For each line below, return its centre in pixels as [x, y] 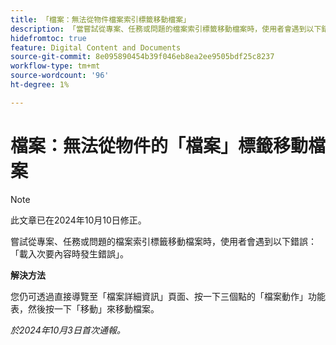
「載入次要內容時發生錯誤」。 [69, 253]
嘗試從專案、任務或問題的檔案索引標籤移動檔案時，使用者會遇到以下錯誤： [163, 241]
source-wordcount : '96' [60, 76]
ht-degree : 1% [40, 85]
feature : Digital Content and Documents [96, 47]
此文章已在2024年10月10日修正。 [78, 220]
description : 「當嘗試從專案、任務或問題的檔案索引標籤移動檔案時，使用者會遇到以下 [166, 29]
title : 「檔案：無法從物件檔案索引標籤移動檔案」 [100, 19]
